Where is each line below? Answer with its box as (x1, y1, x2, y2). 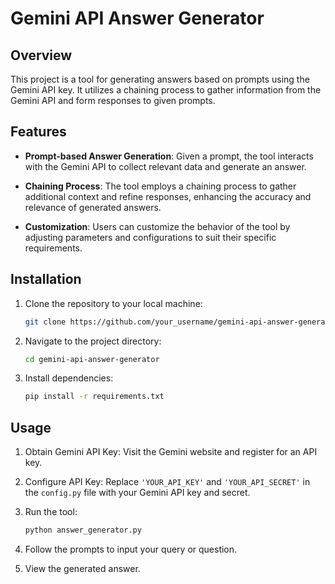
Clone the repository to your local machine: (24, 297, 203, 309)
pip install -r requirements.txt (24, 392, 165, 402)
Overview (10, 47, 73, 64)
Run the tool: (24, 506, 78, 518)
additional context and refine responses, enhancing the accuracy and (24, 190, 312, 202)
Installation (10, 271, 82, 288)
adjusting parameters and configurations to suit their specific (24, 231, 277, 243)
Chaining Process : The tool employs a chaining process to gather (24, 180, 297, 192)
